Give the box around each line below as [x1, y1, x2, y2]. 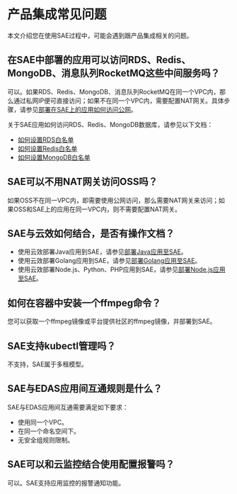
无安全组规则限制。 [17, 435, 74, 444]
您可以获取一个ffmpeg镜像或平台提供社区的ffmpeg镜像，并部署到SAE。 [7, 317, 216, 326]
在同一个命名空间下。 [17, 427, 80, 435]
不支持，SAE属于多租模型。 [7, 360, 88, 369]
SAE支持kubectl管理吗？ [7, 339, 116, 352]
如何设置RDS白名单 [17, 135, 74, 144]
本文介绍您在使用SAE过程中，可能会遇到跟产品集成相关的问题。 [7, 31, 193, 40]
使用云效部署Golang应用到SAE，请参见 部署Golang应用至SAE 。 [17, 257, 202, 265]
